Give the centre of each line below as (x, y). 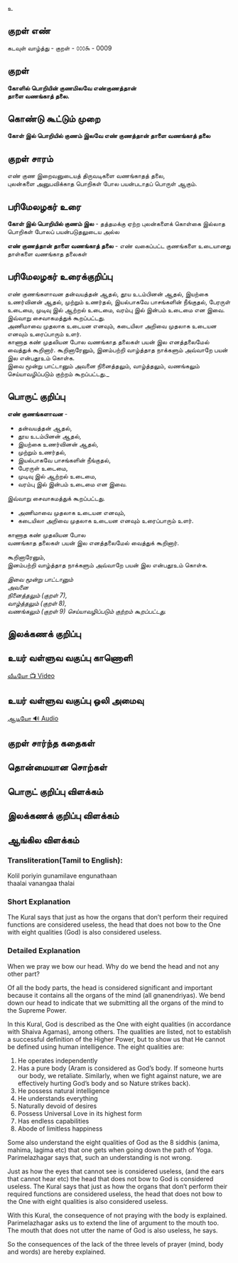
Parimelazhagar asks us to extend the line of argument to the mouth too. (113, 1222)
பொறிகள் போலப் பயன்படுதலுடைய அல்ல (64, 232)
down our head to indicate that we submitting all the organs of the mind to (115, 1003)
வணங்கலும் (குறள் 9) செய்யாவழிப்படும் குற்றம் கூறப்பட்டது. (87, 611)
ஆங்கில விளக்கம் (43, 840)
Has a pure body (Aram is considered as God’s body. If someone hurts (120, 1068)
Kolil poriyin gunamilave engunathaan (62, 875)
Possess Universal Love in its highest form (80, 1113)
